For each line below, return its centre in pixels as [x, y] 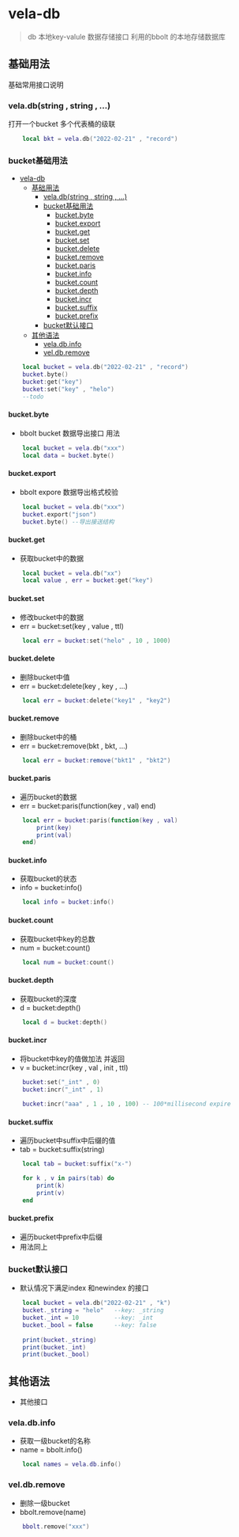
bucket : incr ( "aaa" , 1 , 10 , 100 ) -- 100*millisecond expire [127, 1104]
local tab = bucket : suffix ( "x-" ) [77, 1164]
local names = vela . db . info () [72, 1465]
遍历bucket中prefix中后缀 [61, 1237]
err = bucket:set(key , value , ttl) [72, 626]
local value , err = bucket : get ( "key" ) [88, 580]
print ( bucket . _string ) [60, 1340]
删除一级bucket [45, 1503]
